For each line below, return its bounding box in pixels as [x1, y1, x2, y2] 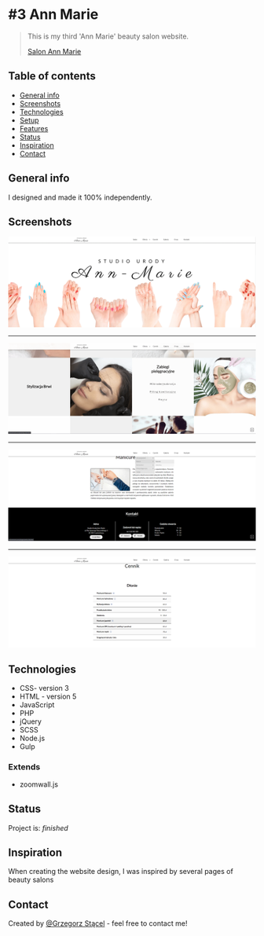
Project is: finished [8, 823, 68, 832]
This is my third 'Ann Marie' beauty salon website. [27, 31, 189, 41]
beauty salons [8, 875, 54, 885]
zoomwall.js [19, 780, 59, 789]
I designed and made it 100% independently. [8, 193, 152, 202]
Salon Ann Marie [27, 46, 82, 56]
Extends [8, 762, 41, 773]
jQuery [19, 717, 42, 726]
